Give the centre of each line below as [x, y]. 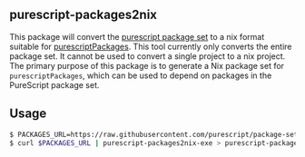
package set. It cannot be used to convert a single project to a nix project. [148, 56]
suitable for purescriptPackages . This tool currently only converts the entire [151, 46]
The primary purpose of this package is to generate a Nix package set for [147, 65]
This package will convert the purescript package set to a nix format [137, 36]
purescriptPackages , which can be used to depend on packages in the [141, 75]
